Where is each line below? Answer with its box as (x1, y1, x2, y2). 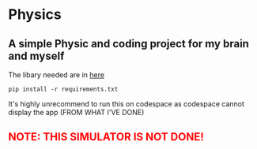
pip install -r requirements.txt (8, 85, 119, 93)
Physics (8, 6, 62, 24)
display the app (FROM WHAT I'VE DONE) (8, 108, 145, 117)
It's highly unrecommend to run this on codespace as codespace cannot (8, 99, 245, 108)
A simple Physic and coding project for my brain (8, 37, 249, 50)
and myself (8, 49, 65, 62)
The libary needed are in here (8, 70, 105, 80)
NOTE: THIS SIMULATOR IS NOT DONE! (8, 130, 204, 143)
